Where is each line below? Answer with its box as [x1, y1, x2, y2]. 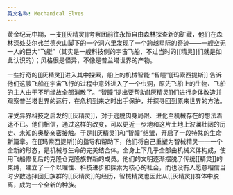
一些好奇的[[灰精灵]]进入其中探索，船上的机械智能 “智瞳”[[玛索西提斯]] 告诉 [7, 71, 223, 79]
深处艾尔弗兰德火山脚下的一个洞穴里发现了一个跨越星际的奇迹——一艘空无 [12, 39, 226, 47]
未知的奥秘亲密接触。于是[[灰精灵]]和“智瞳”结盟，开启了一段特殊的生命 [19, 129, 222, 137]
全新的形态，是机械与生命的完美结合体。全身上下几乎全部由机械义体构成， [7, 146, 220, 154]
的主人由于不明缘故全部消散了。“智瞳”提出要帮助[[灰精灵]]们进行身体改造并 [7, 88, 222, 96]
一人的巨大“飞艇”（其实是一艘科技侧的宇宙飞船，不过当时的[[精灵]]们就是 [7, 47, 216, 55]
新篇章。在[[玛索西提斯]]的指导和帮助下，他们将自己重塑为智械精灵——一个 [7, 137, 223, 145]
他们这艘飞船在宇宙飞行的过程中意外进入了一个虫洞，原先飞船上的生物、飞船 [7, 79, 226, 87]
